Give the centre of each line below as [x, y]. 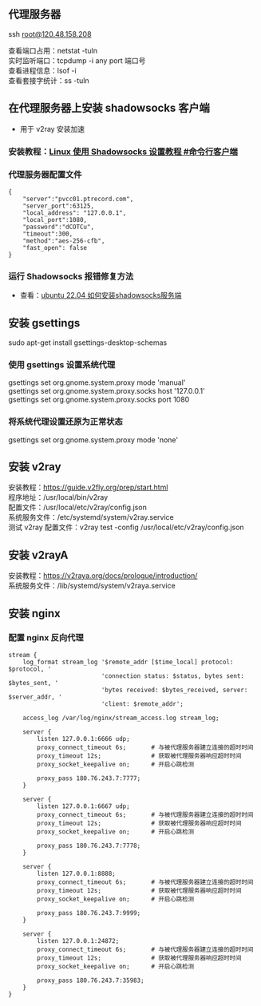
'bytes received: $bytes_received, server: [174, 690]
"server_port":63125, [58, 206]
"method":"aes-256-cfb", [64, 241]
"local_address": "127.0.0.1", [75, 213]
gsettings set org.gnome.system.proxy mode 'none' [93, 440]
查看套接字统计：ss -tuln [49, 80]
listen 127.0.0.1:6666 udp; [83, 739]
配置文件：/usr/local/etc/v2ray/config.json [78, 507]
